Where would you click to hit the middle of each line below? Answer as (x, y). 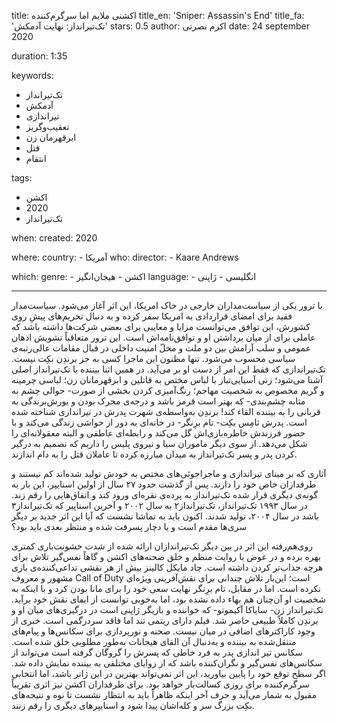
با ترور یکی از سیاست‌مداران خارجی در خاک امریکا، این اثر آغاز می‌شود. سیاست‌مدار (167, 305)
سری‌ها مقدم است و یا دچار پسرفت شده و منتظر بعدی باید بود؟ (129, 526)
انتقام (36, 158)
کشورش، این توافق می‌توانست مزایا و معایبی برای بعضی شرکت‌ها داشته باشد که (161, 326)
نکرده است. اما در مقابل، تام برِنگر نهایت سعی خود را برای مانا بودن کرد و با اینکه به (166, 588)
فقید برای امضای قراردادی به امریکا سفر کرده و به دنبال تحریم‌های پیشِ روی (152, 316)
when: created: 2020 (54, 238)
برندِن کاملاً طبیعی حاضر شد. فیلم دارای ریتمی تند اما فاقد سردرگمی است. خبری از (165, 620)
